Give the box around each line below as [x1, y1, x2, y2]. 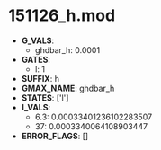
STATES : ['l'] [21, 92, 69, 103]
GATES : [21, 54, 51, 65]
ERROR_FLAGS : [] [21, 130, 89, 141]
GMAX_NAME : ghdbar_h [21, 83, 115, 93]
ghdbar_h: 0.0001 [34, 44, 101, 55]
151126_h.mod [8, 5, 116, 26]
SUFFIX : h [21, 73, 60, 84]
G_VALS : [21, 35, 55, 46]
